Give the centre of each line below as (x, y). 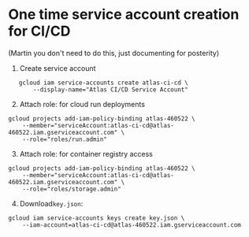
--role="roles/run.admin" (65, 139)
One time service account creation (124, 15)
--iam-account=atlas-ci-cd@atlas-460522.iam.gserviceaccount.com (132, 225)
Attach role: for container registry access (86, 154)
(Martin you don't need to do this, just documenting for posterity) (114, 53)
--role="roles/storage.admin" (72, 189)
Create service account (58, 68)
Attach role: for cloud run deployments (82, 104)
